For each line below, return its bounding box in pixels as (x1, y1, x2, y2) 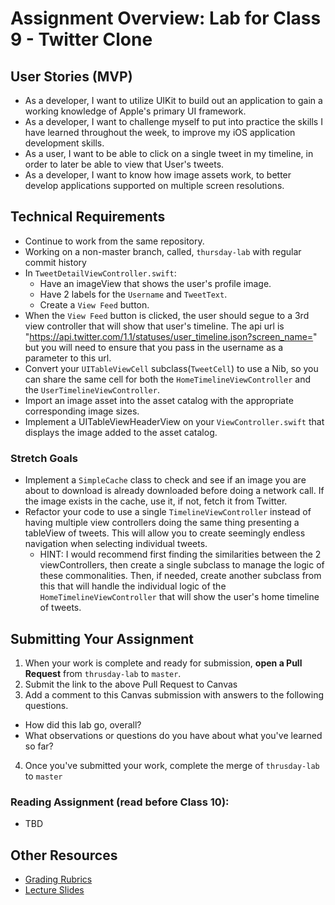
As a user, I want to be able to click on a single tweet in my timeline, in (24, 148, 314, 159)
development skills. (24, 137, 105, 149)
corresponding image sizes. (24, 405, 140, 417)
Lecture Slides (24, 884, 85, 896)
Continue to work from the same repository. (24, 235, 205, 247)
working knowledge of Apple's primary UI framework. (24, 105, 247, 117)
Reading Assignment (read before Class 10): (10, 795, 230, 809)
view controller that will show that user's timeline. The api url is (24, 320, 285, 332)
